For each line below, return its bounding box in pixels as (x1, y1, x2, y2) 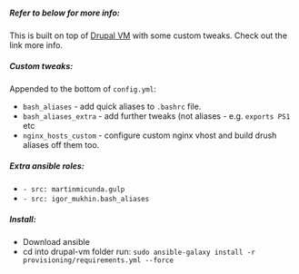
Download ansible (22, 236, 91, 247)
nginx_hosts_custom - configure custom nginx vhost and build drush (22, 130, 277, 141)
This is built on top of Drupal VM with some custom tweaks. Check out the (9, 30, 288, 41)
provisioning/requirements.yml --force (22, 255, 174, 265)
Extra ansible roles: (9, 160, 85, 171)
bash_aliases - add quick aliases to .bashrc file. (22, 101, 202, 112)
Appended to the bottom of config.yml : (9, 83, 156, 94)
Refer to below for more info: (9, 7, 120, 18)
